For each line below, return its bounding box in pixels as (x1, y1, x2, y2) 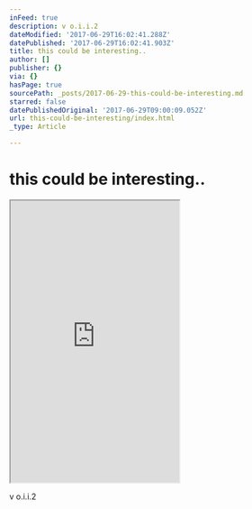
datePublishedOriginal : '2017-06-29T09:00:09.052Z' (9, 106, 207, 115)
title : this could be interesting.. (9, 47, 147, 56)
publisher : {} (9, 64, 63, 73)
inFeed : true (9, 13, 58, 23)
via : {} (9, 72, 39, 81)
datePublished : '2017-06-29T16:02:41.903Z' (9, 38, 175, 48)
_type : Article (9, 123, 67, 132)
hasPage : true (9, 80, 63, 89)
